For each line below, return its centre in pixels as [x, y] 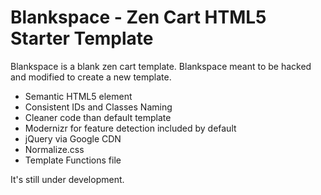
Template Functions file [73, 160]
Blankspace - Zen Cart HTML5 [138, 17]
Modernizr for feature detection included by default [130, 128]
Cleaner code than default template [98, 117]
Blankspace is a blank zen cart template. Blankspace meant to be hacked [161, 66]
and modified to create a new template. [91, 77]
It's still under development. [67, 179]
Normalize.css [54, 149]
